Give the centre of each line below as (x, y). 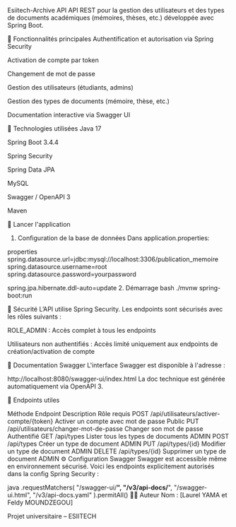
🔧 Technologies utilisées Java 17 (54, 129)
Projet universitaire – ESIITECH (52, 516)
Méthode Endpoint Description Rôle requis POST (78, 414)
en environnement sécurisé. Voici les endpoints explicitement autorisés (111, 466)
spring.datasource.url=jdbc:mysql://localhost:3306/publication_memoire (113, 259)
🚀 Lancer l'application (39, 224)
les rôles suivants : (34, 316)
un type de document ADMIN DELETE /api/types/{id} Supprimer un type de (117, 451)
